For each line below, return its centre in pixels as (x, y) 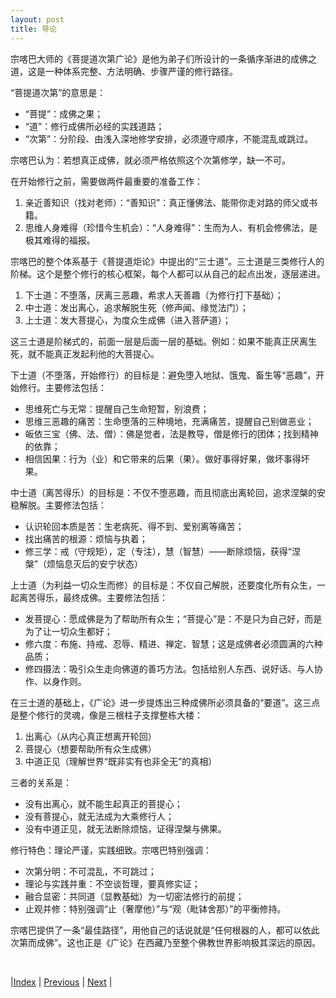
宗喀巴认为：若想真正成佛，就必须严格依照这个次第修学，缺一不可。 (150, 160)
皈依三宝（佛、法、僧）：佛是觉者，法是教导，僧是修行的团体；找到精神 (171, 433)
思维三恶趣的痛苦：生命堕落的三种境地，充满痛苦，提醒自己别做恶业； (169, 421)
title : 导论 (33, 29)
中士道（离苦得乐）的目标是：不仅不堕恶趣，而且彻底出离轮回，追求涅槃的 (163, 492)
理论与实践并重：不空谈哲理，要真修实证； (112, 883)
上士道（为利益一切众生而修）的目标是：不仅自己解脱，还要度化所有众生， (163, 585)
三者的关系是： (41, 782)
